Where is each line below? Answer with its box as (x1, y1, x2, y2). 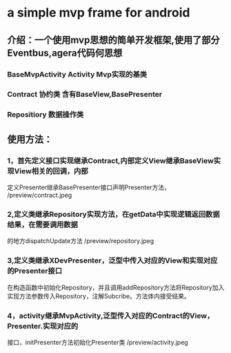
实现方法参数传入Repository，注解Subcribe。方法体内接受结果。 (7, 292, 191, 300)
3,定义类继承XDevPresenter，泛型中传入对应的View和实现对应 (7, 256, 218, 265)
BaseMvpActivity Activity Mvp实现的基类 (7, 69, 147, 79)
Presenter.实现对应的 (7, 321, 79, 331)
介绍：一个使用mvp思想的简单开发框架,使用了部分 (7, 34, 220, 46)
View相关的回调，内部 (14, 166, 88, 175)
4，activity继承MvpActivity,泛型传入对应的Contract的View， (7, 311, 214, 321)
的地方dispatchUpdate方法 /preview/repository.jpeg (7, 237, 154, 245)
